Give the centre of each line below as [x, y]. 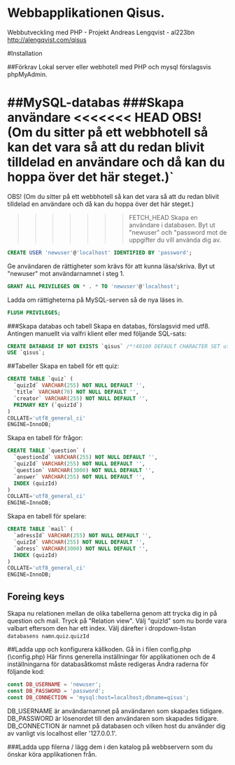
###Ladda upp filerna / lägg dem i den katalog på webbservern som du [110, 747]
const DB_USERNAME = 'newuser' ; [54, 684]
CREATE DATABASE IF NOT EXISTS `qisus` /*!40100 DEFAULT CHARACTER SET [114, 346]
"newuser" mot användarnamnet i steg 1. [66, 273]
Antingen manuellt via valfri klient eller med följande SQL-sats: [97, 333]
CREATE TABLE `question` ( [47, 451]
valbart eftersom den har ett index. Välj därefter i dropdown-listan [102, 628]
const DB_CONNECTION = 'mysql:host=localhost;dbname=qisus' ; [98, 697]
